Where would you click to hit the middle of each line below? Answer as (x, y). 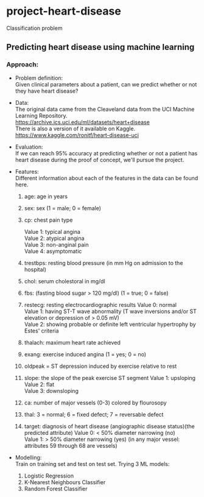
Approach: (23, 65)
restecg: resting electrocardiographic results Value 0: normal (100, 305)
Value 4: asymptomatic (53, 251)
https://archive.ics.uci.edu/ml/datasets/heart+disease (83, 122)
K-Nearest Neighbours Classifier (65, 482)
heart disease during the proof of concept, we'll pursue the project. (100, 160)
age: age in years (46, 196)
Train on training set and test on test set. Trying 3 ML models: (92, 464)
